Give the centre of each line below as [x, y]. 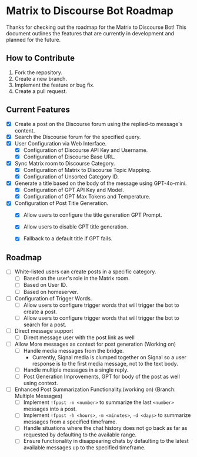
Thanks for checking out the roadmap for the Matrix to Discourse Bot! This [96, 27]
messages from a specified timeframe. [70, 422]
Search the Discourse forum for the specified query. [78, 137]
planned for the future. [33, 39]
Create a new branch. [41, 78]
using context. [41, 383]
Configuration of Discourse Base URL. [69, 157]
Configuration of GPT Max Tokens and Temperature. [87, 197]
